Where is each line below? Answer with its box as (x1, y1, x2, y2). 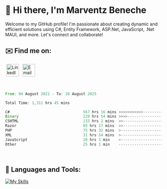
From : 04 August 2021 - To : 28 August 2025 (5, 91, 97, 96)
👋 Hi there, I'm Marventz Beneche (5, 4, 147, 16)
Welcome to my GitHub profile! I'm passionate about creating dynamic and (5, 21, 158, 27)
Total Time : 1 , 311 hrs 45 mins (5, 100, 70, 105)
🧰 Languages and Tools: (5, 165, 81, 174)
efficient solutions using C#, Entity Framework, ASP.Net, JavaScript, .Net (5, 26, 155, 32)
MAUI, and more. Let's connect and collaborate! (5, 31, 103, 37)
